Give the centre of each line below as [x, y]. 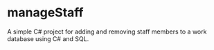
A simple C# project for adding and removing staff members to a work [107, 32]
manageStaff [45, 13]
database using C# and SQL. [48, 38]
